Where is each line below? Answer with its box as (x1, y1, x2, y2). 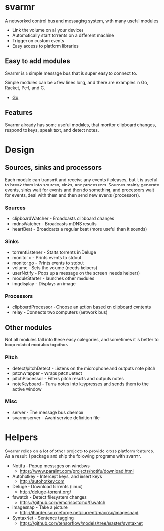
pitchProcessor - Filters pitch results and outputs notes (12, 375, 124, 381)
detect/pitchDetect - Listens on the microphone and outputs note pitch (12, 365, 156, 371)
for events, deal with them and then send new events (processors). (5, 192, 141, 198)
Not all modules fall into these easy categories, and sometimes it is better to (5, 337, 159, 343)
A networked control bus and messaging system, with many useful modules (5, 18, 159, 24)
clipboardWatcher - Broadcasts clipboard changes (12, 215, 114, 221)
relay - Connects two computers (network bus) (12, 309, 108, 315)
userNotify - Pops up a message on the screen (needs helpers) (12, 270, 140, 276)
